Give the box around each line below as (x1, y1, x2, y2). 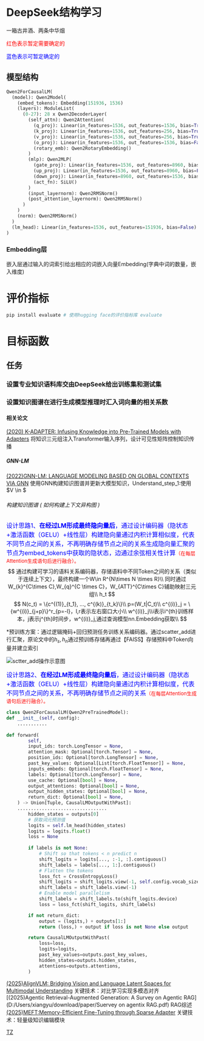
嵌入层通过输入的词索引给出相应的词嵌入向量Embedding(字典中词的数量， (6, 260, 191, 267)
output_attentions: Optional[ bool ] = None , (28, 783, 140, 789)
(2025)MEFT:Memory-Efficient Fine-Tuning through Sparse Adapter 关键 (6, 1008, 188, 1015)
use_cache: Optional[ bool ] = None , (28, 777, 118, 783)
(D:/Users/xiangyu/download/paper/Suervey (6, 1001, 117, 1008)
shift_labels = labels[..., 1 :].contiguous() (38, 862, 156, 868)
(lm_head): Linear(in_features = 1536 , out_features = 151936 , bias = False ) (12, 224, 197, 230)
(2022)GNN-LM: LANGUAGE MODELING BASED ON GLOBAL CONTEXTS (6, 472, 189, 480)
